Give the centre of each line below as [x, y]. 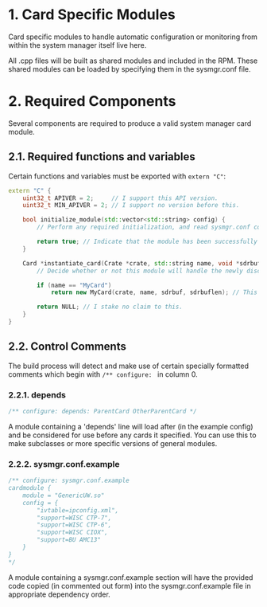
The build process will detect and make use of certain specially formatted [128, 366]
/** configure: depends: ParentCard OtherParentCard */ [103, 412]
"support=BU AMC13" [69, 540]
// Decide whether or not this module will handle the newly [140, 271]
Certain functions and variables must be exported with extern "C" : [117, 176]
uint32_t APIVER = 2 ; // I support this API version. [120, 198]
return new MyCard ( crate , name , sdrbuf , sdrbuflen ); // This [154, 292]
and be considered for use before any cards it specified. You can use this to [132, 435]
